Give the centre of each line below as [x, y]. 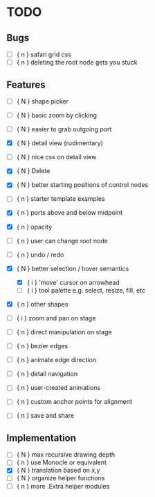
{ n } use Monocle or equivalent [61, 462]
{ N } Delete [33, 171]
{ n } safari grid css [44, 54]
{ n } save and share [45, 416]
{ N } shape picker [43, 101]
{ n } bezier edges [42, 346]
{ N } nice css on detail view [56, 157]
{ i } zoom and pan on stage [56, 318]
